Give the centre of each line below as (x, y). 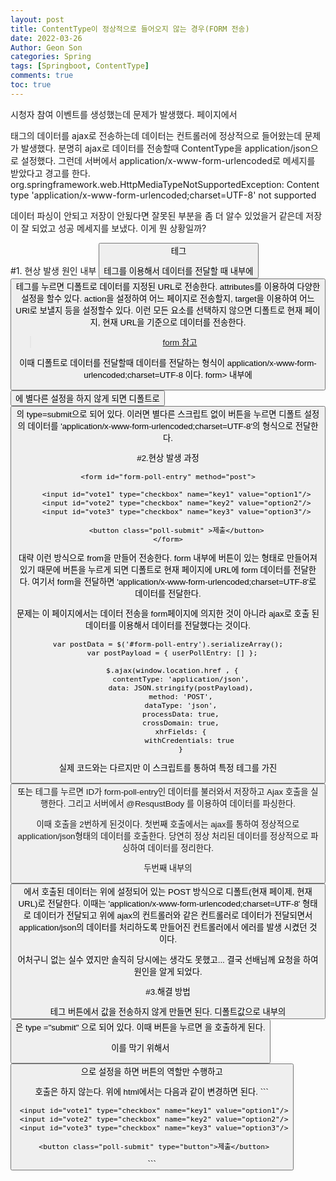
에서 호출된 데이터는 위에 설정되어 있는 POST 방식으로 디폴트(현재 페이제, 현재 (168, 892)
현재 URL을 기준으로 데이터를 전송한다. (174, 322)
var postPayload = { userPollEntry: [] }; (172, 652)
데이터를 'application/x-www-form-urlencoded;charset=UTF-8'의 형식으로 (160, 426)
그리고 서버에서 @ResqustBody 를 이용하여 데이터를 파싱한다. (182, 804)
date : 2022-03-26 (46, 38)
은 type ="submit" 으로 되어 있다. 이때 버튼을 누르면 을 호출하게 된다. (140, 1027)
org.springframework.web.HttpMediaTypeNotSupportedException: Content (165, 184)
